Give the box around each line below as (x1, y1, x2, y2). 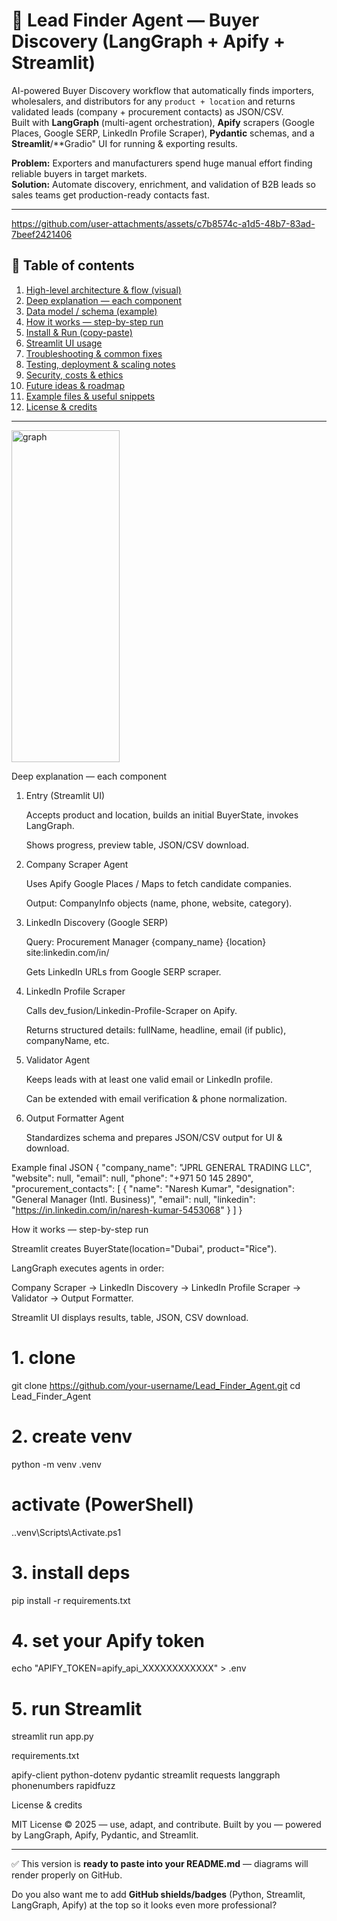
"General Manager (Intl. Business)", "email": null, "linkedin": (11, 1193, 256, 1205)
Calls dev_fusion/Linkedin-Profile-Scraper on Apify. (25, 1004, 238, 1016)
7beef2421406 (11, 228, 73, 240)
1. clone (11, 1346, 76, 1369)
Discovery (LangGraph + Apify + (11, 30, 286, 53)
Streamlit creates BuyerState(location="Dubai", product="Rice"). (11, 1242, 278, 1254)
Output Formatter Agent (25, 1112, 125, 1124)
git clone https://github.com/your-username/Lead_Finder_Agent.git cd (11, 1379, 301, 1391)
